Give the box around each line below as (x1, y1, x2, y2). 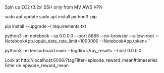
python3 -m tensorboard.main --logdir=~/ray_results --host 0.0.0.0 (4, 48, 142, 53)
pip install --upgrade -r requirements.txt (4, 23, 86, 29)
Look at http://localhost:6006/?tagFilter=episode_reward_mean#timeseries (4, 57, 158, 63)
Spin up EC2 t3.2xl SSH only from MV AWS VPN (4, 4, 103, 10)
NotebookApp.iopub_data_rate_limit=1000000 (4, 38, 99, 44)
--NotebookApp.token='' (99, 38, 150, 44)
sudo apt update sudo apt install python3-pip (4, 14, 97, 19)
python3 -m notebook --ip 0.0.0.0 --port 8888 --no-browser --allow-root (4, 33, 154, 38)
